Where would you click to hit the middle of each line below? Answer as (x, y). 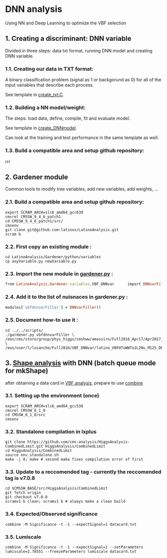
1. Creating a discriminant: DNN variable (68, 39)
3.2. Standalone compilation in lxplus (51, 431)
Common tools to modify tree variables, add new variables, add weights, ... (82, 189)
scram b (13, 234)
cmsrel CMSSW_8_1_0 (25, 410)
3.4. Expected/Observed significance (51, 514)
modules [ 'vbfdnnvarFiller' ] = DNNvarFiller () (53, 307)
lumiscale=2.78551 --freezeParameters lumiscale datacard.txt (71, 552)
